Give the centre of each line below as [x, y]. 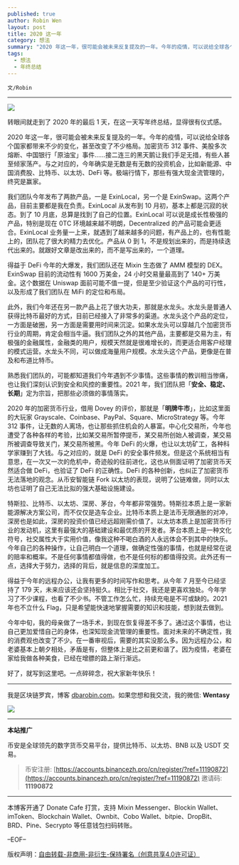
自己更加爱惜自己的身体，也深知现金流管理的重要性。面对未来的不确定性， [116, 631]
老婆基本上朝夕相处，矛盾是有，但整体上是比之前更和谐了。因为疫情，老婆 [116, 649]
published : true [31, 14]
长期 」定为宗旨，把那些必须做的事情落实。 [70, 393]
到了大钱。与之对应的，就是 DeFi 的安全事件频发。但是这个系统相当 [125, 452]
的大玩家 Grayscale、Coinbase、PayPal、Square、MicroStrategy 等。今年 [116, 417]
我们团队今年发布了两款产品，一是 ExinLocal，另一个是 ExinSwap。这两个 [116, 196]
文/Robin [20, 87]
